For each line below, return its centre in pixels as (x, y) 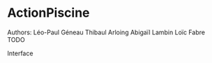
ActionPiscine (48, 13)
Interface (20, 53)
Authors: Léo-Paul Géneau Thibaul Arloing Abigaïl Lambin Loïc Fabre (106, 32)
